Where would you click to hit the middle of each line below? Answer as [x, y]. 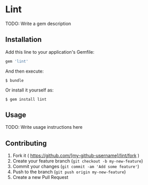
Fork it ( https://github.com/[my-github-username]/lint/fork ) [76, 156]
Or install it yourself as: [29, 90]
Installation [23, 40]
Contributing [26, 143]
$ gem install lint [26, 99]
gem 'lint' [17, 61]
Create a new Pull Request [41, 177]
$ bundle [15, 80]
